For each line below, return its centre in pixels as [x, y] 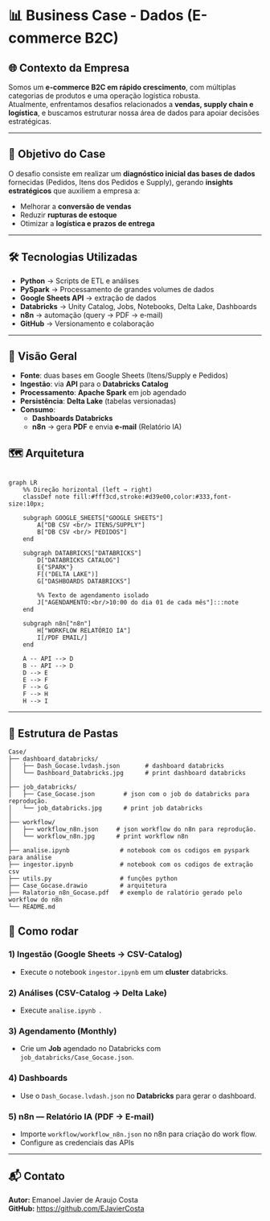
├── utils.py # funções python [93, 879]
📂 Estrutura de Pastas [63, 733]
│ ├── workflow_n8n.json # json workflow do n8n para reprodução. [133, 830]
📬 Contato [37, 1176]
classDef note [46, 497]
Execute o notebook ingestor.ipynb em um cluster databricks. [124, 971]
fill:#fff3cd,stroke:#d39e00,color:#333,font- [152, 497]
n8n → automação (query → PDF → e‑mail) [91, 315]
